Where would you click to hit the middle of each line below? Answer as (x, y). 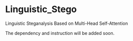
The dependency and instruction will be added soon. (60, 33)
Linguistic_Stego (41, 9)
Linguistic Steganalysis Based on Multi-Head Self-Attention (67, 23)
